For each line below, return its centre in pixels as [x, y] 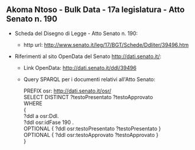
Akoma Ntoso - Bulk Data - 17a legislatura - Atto [95, 10]
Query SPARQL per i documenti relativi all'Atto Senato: [89, 79]
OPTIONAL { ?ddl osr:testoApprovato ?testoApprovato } [91, 135]
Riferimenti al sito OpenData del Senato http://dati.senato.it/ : [88, 56]
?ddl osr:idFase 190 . [48, 122]
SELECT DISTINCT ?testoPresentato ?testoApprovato [88, 97]
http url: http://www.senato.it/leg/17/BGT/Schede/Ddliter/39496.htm [106, 44]
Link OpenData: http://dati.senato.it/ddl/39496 [80, 68]
